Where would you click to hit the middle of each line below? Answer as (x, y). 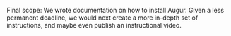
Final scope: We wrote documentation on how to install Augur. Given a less (115, 10)
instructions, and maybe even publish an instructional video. (94, 25)
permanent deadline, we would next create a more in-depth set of (102, 18)
